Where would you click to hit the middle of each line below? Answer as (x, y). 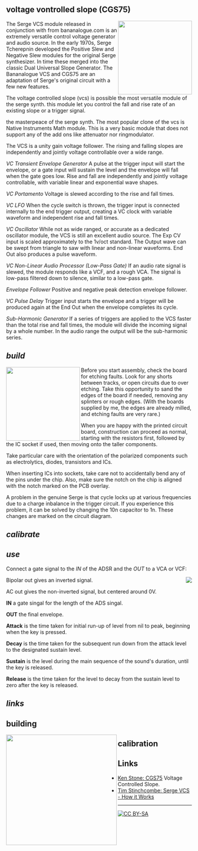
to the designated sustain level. (44, 649)
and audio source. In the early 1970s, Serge (59, 42)
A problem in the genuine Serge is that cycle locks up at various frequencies (99, 497)
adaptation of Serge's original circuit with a (58, 80)
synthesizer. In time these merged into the (57, 61)
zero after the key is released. (42, 685)
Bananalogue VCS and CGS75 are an (51, 74)
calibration (138, 744)
